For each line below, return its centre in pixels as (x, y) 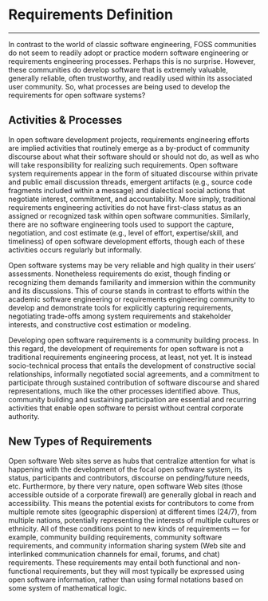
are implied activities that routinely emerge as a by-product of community (129, 148)
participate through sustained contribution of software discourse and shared (134, 382)
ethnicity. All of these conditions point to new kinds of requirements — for (129, 528)
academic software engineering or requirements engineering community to (132, 299)
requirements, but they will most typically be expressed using (144, 571)
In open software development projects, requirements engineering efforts (129, 139)
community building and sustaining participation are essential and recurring (132, 399)
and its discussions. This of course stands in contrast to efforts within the (129, 291)
